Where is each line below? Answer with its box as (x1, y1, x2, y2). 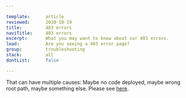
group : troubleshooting (6, 46, 85, 53)
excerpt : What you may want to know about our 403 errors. (6, 36, 169, 42)
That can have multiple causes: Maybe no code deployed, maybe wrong (6, 79, 181, 86)
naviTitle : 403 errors (6, 30, 72, 36)
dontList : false (6, 57, 59, 63)
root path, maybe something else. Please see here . (6, 85, 129, 92)
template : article (6, 13, 65, 19)
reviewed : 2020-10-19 (6, 19, 72, 25)
